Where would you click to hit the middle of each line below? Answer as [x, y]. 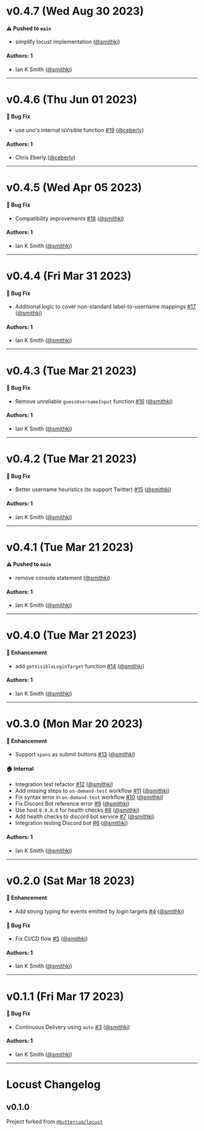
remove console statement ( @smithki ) [63, 577]
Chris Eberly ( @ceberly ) [45, 158]
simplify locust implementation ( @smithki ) [67, 42]
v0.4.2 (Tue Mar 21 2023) [72, 459]
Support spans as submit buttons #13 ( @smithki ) [75, 755]
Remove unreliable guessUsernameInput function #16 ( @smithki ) [94, 401]
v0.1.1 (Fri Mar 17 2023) [65, 996]
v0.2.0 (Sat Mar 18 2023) [70, 881]
